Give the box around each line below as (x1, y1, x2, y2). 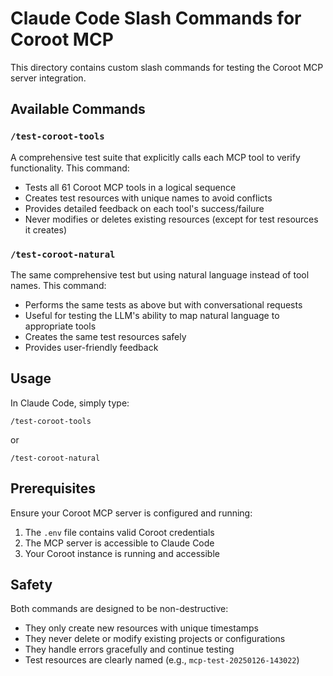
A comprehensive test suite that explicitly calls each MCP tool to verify (10, 151, 301, 163)
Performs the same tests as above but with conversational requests (24, 298, 303, 311)
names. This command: (10, 279, 107, 291)
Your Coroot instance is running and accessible (24, 547, 220, 559)
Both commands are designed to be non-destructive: (10, 603, 229, 615)
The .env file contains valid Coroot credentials (24, 526, 215, 538)
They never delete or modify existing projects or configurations (24, 633, 286, 645)
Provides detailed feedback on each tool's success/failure (24, 202, 265, 214)
